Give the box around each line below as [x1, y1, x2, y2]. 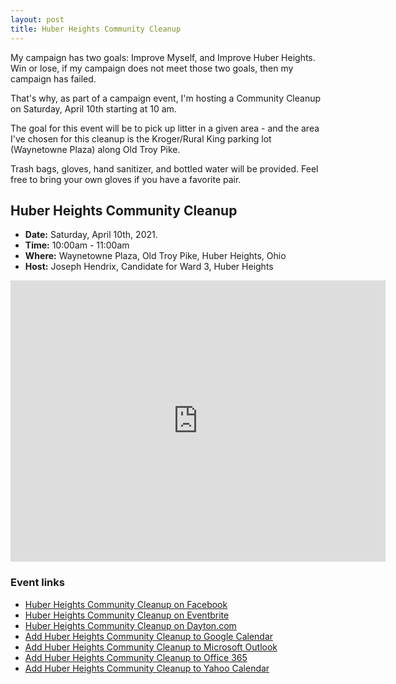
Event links [10, 576, 65, 590]
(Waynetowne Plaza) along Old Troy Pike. [10, 143, 181, 155]
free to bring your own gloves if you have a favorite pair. [10, 173, 242, 185]
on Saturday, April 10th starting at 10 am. [10, 102, 177, 115]
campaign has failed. [10, 72, 97, 85]
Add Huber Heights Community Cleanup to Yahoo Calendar [24, 662, 270, 674]
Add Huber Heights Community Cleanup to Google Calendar [24, 630, 274, 642]
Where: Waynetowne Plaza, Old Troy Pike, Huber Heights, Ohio [24, 250, 287, 262]
